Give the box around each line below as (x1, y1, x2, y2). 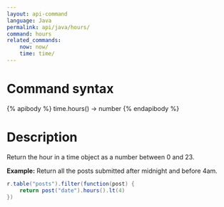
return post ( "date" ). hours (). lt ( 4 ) (19, 186, 126, 194)
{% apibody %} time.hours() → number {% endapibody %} (6, 104, 180, 112)
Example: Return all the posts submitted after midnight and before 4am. (6, 166, 218, 175)
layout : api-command (6, 10, 68, 18)
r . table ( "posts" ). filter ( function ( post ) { (6, 180, 135, 187)
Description (6, 129, 78, 145)
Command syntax (6, 81, 114, 97)
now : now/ (19, 43, 49, 51)
